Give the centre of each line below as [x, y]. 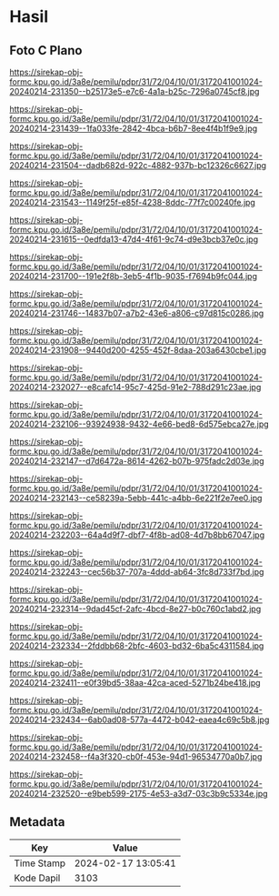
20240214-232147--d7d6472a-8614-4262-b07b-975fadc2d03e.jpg [137, 461]
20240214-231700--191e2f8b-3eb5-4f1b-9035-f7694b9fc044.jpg [133, 276]
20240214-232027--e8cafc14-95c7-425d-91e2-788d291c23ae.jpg [135, 387]
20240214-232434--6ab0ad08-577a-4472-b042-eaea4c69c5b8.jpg [139, 720]
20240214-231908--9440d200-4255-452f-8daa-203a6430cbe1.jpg [138, 350]
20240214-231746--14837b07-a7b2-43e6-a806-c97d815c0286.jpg [137, 313]
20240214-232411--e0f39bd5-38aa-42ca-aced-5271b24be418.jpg [135, 683]
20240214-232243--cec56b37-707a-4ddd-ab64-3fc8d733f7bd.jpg [137, 572]
